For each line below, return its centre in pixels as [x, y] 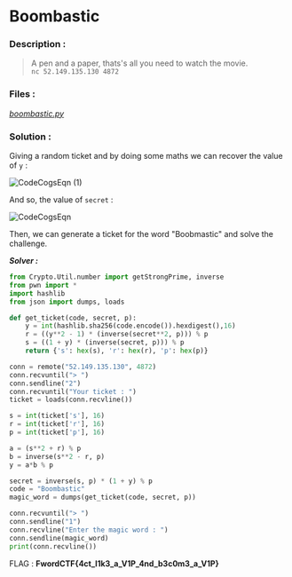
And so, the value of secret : [61, 200]
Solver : [24, 261]
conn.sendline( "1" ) [45, 522]
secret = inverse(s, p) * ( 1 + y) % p [81, 481]
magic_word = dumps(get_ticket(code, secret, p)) [103, 498]
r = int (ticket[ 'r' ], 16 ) [57, 424]
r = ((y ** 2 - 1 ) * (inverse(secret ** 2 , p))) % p [117, 335]
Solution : [30, 137]
